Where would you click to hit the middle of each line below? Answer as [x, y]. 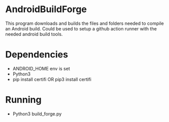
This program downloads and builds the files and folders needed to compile [84, 23]
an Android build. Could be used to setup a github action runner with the [81, 28]
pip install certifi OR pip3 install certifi [52, 79]
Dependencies [37, 55]
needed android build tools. [34, 34]
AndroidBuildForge [46, 9]
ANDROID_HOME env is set [41, 68]
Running [23, 100]
